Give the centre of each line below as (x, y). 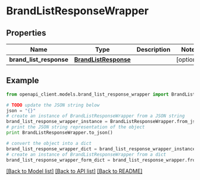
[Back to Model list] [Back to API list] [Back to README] (74, 171)
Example (23, 80)
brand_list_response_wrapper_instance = (57, 122)
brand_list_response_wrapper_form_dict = (58, 160)
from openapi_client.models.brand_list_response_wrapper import (87, 94)
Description (154, 50)
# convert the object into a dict (49, 143)
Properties (26, 33)
